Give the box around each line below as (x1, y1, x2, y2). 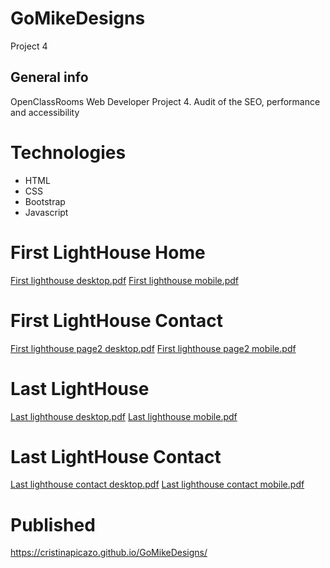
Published (10, 513, 96, 536)
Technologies (10, 141, 127, 164)
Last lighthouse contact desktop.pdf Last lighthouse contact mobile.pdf (10, 478, 305, 491)
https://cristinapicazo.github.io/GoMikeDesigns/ (10, 547, 208, 559)
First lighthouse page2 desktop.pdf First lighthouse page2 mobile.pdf (10, 342, 297, 354)
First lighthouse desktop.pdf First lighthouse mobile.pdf (10, 274, 240, 286)
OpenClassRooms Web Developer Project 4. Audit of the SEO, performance (10, 95, 321, 107)
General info (10, 69, 89, 86)
